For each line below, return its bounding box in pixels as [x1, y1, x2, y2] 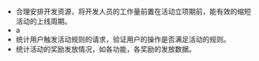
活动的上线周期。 [15, 16, 72, 26]
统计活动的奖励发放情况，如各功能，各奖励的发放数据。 [15, 45, 196, 53]
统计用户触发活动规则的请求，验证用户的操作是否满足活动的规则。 [15, 34, 231, 44]
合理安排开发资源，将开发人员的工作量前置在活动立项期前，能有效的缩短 [15, 7, 251, 16]
